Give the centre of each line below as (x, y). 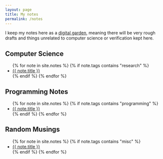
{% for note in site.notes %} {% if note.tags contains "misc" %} (76, 141)
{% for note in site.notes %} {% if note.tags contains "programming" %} (85, 103)
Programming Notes (37, 92)
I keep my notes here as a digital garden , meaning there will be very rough (81, 33)
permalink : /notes (24, 19)
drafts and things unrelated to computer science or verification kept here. (80, 38)
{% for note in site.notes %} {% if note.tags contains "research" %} (81, 66)
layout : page (18, 10)
